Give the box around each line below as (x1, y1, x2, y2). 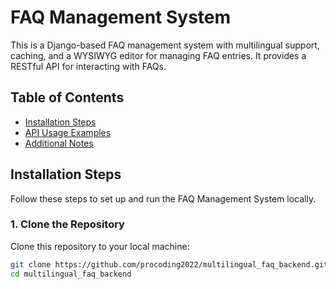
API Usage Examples (24, 126, 112, 138)
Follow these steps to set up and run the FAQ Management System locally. (10, 192, 317, 205)
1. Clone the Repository (10, 217, 125, 231)
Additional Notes (24, 137, 94, 149)
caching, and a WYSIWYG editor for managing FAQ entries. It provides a (10, 49, 307, 61)
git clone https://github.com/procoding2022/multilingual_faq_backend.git (10, 259, 329, 270)
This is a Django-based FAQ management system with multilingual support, (10, 39, 320, 51)
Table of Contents (10, 89, 125, 106)
